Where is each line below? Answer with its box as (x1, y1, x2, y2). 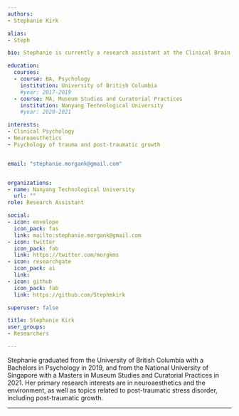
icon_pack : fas (14, 225, 59, 232)
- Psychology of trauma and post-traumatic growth (7, 141, 161, 148)
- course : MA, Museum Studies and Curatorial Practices (14, 95, 183, 102)
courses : (14, 69, 40, 76)
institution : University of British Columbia (20, 82, 158, 89)
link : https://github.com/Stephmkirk (14, 291, 126, 299)
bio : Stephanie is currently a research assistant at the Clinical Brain (7, 49, 231, 57)
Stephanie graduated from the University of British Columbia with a (7, 356, 204, 364)
